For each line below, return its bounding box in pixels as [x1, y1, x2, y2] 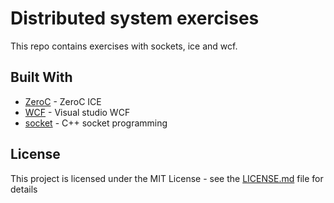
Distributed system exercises [10, 7, 260, 30]
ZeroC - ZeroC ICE [24, 95, 102, 107]
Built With [10, 69, 73, 86]
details [10, 183, 38, 195]
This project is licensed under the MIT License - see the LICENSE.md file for [10, 172, 324, 184]
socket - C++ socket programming [24, 117, 168, 129]
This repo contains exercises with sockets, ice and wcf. [10, 40, 238, 52]
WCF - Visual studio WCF [24, 106, 131, 118]
